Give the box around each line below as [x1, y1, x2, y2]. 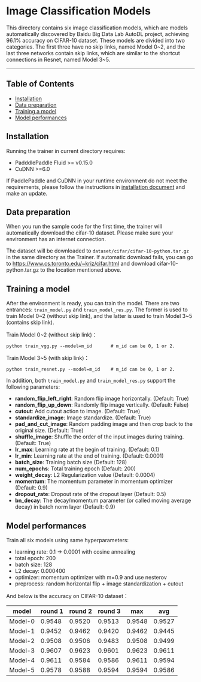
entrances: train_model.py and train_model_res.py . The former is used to [6, 306, 188, 313]
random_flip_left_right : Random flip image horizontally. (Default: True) [14, 395, 190, 402]
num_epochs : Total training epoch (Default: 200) [14, 465, 136, 472]
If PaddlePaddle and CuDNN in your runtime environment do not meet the [6, 177, 187, 184]
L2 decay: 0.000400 [14, 567, 66, 574]
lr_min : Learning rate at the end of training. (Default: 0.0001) [14, 452, 164, 459]
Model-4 [9, 656, 35, 664]
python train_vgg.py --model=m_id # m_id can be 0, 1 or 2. [6, 343, 175, 349]
